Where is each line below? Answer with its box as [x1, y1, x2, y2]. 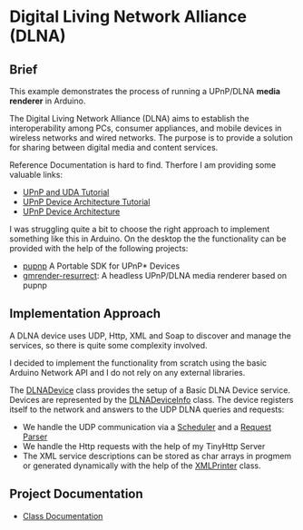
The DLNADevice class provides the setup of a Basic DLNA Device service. [9, 384, 290, 396]
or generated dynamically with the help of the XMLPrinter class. [22, 460, 261, 471]
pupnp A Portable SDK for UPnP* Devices [22, 260, 181, 271]
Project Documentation [9, 486, 143, 502]
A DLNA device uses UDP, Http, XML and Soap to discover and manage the [9, 329, 292, 341]
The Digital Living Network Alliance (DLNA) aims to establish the [9, 113, 249, 123]
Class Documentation [22, 510, 103, 521]
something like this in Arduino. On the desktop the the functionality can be [9, 233, 287, 244]
